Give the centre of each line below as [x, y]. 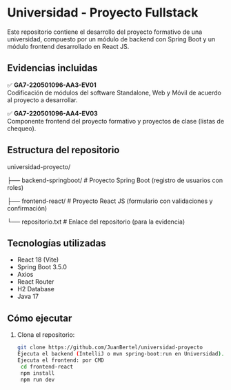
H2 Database [36, 289]
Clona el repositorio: [46, 335]
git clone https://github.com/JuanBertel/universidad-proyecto [110, 348]
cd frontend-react [47, 367]
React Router [36, 282]
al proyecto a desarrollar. [42, 100]
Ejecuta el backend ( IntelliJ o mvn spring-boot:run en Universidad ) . [121, 354]
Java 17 [28, 296]
